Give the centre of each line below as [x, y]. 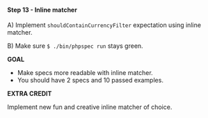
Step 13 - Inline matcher [42, 10]
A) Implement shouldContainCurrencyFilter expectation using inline [104, 25]
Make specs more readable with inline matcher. [85, 73]
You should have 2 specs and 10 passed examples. [90, 81]
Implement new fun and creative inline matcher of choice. [90, 107]
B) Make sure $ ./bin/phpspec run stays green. [75, 46]
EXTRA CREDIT [30, 94]
